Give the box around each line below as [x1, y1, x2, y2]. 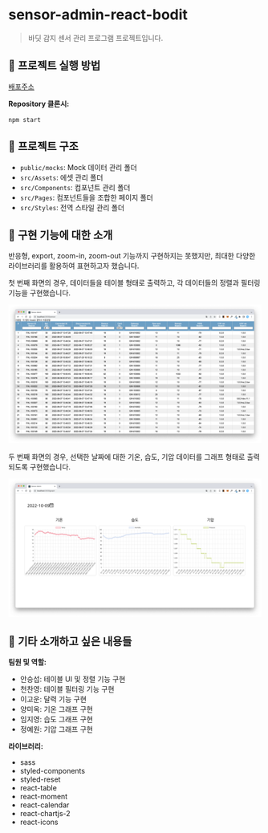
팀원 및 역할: [8, 657, 47, 667]
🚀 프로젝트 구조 [8, 140, 79, 153]
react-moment [19, 792, 68, 802]
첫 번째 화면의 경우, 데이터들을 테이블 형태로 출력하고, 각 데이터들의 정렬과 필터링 [8, 278, 261, 288]
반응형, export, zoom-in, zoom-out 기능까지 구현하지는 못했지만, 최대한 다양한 [8, 251, 256, 261]
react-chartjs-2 [19, 809, 71, 819]
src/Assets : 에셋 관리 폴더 [19, 173, 104, 182]
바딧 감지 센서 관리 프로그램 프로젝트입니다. [27, 33, 164, 43]
